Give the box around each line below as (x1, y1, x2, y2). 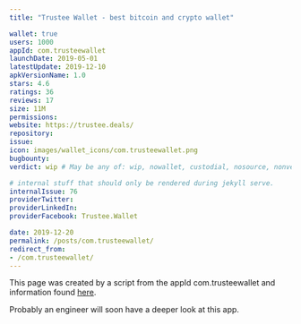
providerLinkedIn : (9, 203, 78, 213)
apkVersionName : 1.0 (9, 71, 87, 81)
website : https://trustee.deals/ (9, 121, 134, 130)
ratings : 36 (9, 87, 54, 97)
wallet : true (9, 29, 58, 38)
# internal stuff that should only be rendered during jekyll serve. (9, 178, 275, 188)
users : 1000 (9, 38, 54, 47)
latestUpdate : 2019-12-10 (9, 63, 106, 72)
